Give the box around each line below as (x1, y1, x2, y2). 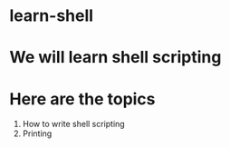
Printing (22, 128, 53, 139)
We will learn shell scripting (9, 47, 222, 68)
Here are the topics (9, 88, 156, 109)
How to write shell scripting (22, 119, 125, 130)
